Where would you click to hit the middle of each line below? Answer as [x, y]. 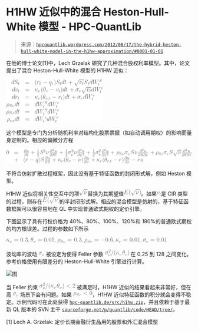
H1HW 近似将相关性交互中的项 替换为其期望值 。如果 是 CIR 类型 [97, 194]
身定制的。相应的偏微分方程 [40, 140]
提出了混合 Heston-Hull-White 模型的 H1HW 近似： [67, 70]
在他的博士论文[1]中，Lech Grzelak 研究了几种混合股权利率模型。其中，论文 [98, 63]
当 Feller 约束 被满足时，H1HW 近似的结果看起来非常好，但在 [99, 287]
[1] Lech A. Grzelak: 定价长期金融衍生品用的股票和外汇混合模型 [82, 322]
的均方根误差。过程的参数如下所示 [47, 229]
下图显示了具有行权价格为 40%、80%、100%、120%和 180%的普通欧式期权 [99, 221]
